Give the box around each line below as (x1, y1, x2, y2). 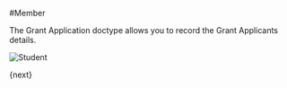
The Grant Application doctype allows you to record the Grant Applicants (9, 25, 278, 35)
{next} (9, 69, 33, 80)
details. (9, 35, 37, 45)
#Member (9, 8, 46, 18)
